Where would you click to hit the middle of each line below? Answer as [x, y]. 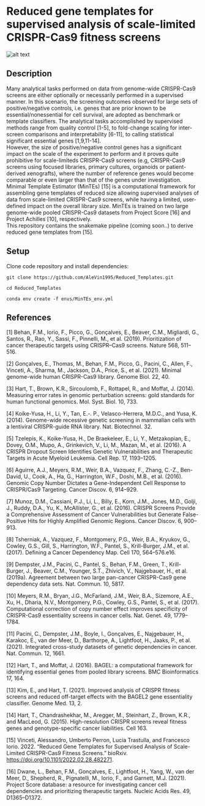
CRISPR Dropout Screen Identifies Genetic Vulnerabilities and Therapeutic [99, 452]
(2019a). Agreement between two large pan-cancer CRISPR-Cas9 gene [96, 578]
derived [16, 173]
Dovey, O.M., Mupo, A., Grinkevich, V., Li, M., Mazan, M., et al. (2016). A [96, 445]
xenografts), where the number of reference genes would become [110, 173]
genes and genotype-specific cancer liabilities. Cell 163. [77, 728]
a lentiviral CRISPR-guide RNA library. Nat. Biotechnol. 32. [79, 427]
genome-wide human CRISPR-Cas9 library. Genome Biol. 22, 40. [88, 377]
